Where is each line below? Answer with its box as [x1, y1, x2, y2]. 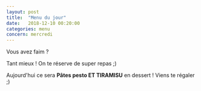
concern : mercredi [6, 32, 53, 38]
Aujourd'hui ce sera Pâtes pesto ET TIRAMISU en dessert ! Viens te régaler [6, 72, 196, 79]
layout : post [6, 8, 39, 15]
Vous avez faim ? [6, 48, 49, 55]
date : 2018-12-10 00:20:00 [6, 20, 80, 26]
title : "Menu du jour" [6, 15, 67, 21]
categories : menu [6, 25, 50, 32]
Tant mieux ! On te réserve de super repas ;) [6, 60, 117, 67]
